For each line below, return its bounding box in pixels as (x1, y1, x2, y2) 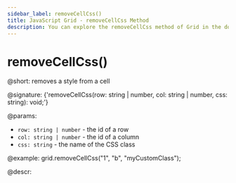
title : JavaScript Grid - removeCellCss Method (7, 17, 150, 24)
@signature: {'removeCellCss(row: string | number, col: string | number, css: (7, 91, 228, 99)
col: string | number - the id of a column (17, 133, 140, 141)
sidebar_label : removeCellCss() (7, 10, 102, 18)
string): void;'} (7, 98, 49, 106)
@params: (7, 112, 37, 120)
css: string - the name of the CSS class (17, 140, 136, 149)
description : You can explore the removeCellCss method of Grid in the (7, 23, 221, 30)
